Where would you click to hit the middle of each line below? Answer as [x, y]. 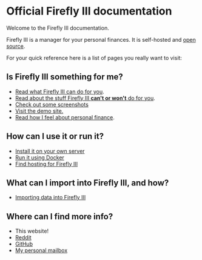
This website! [32, 231]
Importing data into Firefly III [50, 198]
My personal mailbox [41, 250]
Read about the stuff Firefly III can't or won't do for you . [85, 98]
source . [16, 46]
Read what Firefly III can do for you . [59, 92]
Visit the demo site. [39, 111]
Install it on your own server [50, 151]
